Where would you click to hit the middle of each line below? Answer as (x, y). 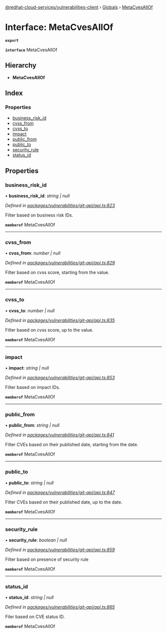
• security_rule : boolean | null (36, 540)
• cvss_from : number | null (33, 253)
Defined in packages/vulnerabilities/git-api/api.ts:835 (60, 320)
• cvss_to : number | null (30, 310)
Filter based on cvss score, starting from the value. (57, 272)
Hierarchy (21, 65)
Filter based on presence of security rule (47, 559)
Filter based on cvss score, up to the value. (49, 330)
